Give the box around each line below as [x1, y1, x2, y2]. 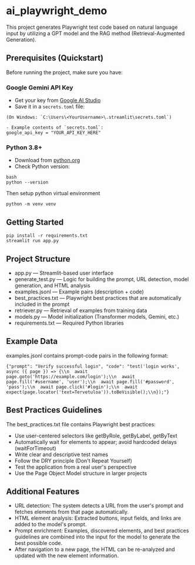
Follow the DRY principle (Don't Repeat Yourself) [14, 457, 132, 464]
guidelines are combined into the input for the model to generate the [14, 533, 180, 540]
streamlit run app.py [6, 238, 59, 244]
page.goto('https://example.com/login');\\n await [6, 373, 135, 380]
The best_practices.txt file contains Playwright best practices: [6, 420, 156, 427]
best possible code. [14, 540, 63, 547]
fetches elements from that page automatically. [14, 509, 129, 516]
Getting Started [6, 217, 64, 227]
